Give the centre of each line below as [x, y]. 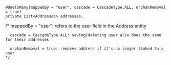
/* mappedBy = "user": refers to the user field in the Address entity [76, 26]
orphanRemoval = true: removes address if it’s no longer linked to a [87, 49]
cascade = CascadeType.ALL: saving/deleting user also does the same [85, 35]
